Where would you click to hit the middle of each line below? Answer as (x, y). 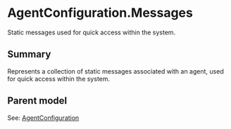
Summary (29, 54)
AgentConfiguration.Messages (100, 13)
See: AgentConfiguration (43, 118)
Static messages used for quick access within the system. (92, 32)
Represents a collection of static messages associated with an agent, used (115, 71)
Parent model (37, 101)
